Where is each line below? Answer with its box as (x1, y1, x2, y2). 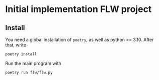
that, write (5, 42, 27, 48)
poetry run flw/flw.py (5, 70, 53, 75)
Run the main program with (5, 60, 61, 66)
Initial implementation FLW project (5, 3, 152, 15)
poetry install (5, 51, 37, 56)
